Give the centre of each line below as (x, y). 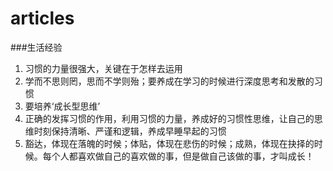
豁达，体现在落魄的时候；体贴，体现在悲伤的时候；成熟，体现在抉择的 (169, 143)
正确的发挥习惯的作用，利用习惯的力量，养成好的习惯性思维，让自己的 (169, 118)
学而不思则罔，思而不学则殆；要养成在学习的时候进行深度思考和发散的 (169, 81)
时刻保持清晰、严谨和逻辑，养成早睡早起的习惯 (130, 131)
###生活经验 (36, 47)
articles (42, 18)
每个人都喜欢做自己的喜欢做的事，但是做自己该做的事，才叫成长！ (178, 156)
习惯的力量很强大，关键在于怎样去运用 (103, 68)
